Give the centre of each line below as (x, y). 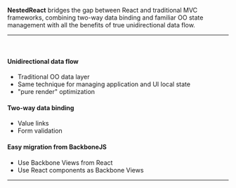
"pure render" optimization (56, 92)
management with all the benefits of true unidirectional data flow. (101, 25)
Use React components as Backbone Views (80, 170)
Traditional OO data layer (53, 77)
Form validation (40, 131)
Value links (33, 123)
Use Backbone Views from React (65, 162)
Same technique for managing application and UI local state (104, 84)
